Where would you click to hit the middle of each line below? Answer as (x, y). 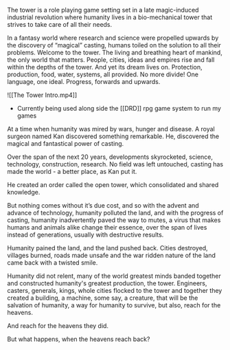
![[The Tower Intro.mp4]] (42, 95)
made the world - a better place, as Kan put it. (72, 172)
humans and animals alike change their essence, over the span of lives (107, 227)
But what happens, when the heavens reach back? (79, 339)
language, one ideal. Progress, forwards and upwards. (84, 81)
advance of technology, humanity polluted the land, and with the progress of (115, 213)
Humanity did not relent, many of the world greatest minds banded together (114, 276)
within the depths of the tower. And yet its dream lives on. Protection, (105, 67)
